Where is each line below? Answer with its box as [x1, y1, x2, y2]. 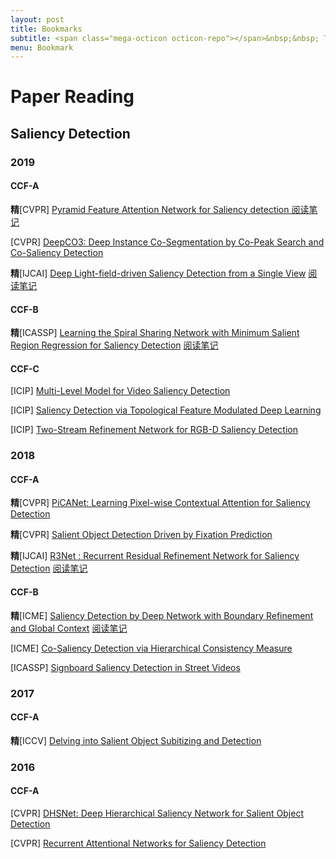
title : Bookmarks [10, 24, 83, 34]
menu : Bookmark [10, 42, 74, 53]
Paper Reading [10, 86, 135, 108]
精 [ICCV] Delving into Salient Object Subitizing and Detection [10, 734, 262, 746]
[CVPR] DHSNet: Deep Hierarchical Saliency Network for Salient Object [10, 807, 304, 819]
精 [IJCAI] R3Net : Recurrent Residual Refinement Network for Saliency [10, 550, 300, 562]
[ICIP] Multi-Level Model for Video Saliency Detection [10, 385, 231, 397]
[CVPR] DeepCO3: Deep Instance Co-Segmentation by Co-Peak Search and [10, 236, 325, 248]
